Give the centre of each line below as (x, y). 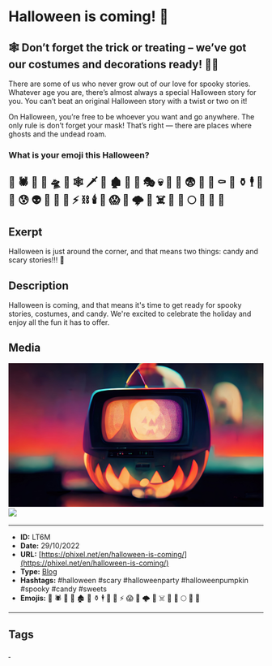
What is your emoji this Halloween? (79, 155)
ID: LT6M (35, 537)
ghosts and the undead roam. (57, 134)
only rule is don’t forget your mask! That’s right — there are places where (130, 125)
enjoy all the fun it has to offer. (59, 322)
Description (38, 285)
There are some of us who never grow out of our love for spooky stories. (130, 84)
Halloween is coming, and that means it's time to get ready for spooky (125, 305)
